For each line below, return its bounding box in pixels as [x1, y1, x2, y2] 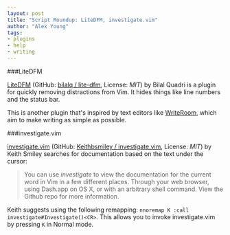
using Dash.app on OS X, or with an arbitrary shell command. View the [23, 185, 224, 193]
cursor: [7, 157, 27, 165]
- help [7, 42, 26, 49]
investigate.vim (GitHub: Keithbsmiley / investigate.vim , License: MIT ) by [7, 142, 211, 150]
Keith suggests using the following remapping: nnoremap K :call [7, 205, 189, 214]
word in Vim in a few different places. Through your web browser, [23, 177, 209, 186]
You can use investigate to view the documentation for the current [23, 170, 211, 179]
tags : [7, 29, 23, 36]
